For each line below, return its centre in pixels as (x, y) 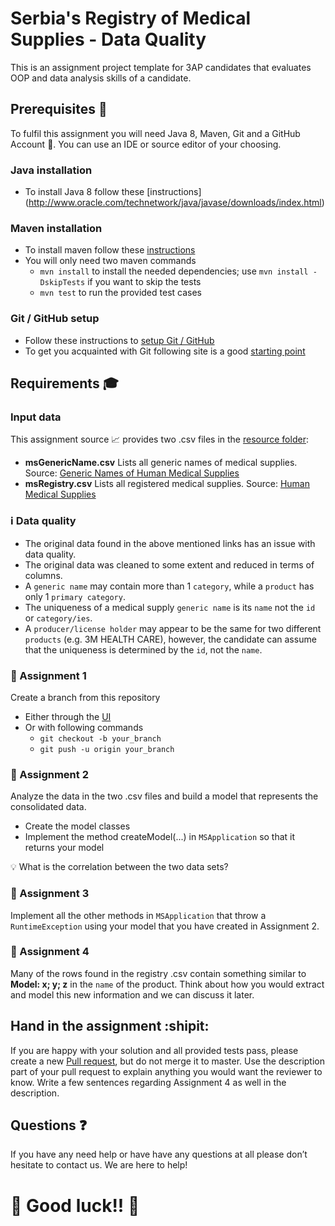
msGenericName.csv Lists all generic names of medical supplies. (161, 463)
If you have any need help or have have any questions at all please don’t (159, 1154)
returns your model (64, 848)
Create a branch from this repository (85, 697)
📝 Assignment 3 (50, 894)
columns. (43, 575)
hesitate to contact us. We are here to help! (99, 1165)
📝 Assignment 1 (48, 675)
